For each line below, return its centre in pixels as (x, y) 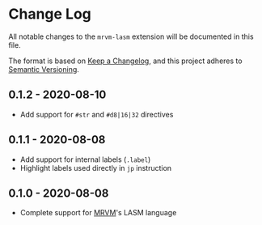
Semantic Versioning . (44, 69)
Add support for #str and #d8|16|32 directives (97, 114)
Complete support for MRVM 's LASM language (98, 213)
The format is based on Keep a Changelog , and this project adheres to (125, 61)
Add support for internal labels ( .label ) (85, 159)
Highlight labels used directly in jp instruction (96, 168)
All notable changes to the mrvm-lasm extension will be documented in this (131, 36)
